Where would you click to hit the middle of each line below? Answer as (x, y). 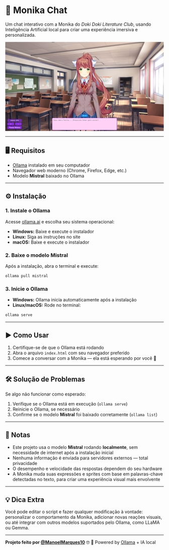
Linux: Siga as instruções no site (46, 237)
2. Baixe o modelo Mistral (37, 255)
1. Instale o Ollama (28, 211)
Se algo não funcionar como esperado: (46, 394)
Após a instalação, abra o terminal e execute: (52, 266)
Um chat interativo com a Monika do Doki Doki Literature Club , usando (78, 24)
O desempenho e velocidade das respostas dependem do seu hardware (87, 468)
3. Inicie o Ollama (27, 289)
